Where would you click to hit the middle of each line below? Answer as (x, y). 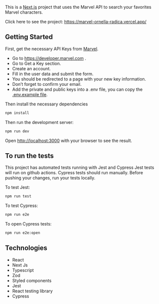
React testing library (32, 291)
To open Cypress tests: (29, 224)
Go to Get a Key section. (37, 63)
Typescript (23, 270)
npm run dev (17, 131)
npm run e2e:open (23, 233)
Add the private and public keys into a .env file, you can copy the (77, 89)
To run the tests (30, 156)
